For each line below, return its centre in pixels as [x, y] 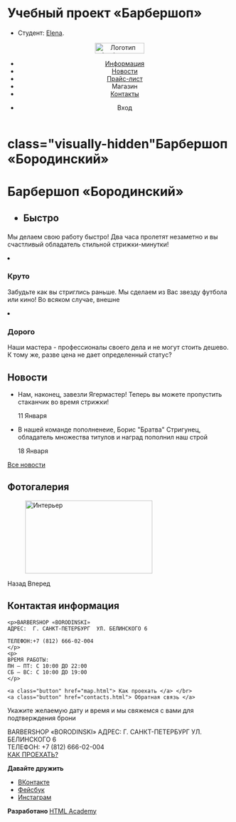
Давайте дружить [36, 768]
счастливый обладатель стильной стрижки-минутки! [88, 244]
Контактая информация [63, 606]
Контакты [125, 93]
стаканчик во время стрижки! [63, 402]
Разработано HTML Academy [52, 811]
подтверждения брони [42, 718]
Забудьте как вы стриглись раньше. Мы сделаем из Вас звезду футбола [117, 292]
